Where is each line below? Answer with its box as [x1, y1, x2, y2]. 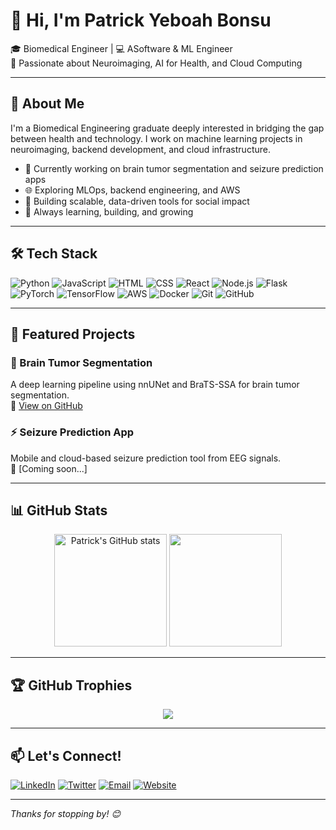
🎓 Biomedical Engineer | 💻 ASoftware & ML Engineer [10, 42, 233, 54]
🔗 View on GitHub [10, 400, 83, 412]
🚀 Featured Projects [10, 325, 136, 343]
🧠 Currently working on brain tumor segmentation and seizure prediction [24, 162, 324, 174]
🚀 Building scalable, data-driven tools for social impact [24, 195, 250, 207]
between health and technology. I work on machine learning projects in [10, 132, 303, 144]
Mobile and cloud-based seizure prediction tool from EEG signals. [10, 452, 282, 464]
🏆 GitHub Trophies [10, 677, 133, 694]
